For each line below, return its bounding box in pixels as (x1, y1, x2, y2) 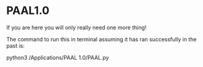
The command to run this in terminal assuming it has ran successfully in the (6, 35, 197, 43)
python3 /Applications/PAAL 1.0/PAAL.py (6, 54, 109, 61)
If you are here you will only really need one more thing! (6, 24, 147, 31)
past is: (6, 42, 25, 49)
